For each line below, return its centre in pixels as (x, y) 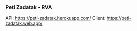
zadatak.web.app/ (24, 23)
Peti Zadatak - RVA (29, 7)
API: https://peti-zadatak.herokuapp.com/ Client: (55, 18)
